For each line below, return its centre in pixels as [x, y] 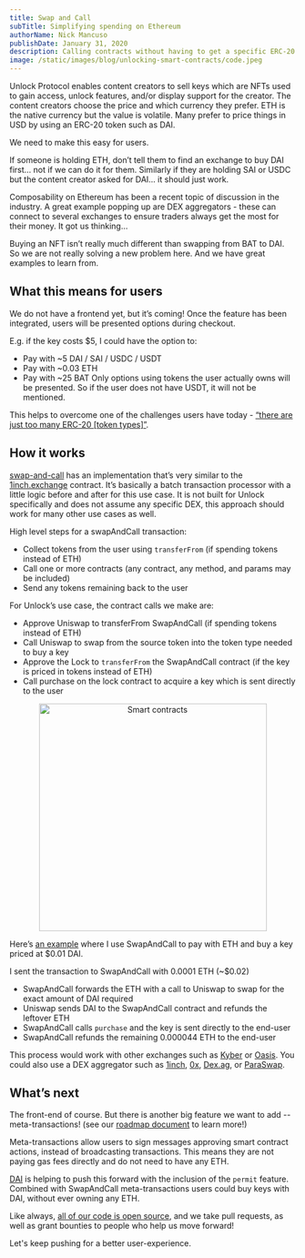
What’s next [45, 1093]
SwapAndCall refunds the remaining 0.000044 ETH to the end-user [149, 1037]
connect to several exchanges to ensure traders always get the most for [144, 216]
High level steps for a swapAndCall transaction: [98, 531]
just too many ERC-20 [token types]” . [79, 424]
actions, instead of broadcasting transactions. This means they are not [142, 1151]
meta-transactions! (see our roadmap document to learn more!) [128, 1124]
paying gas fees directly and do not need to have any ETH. [119, 1162]
